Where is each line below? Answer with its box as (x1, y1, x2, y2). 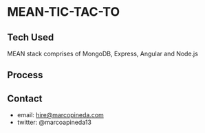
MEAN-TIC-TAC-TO (7, 4, 120, 20)
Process (7, 69, 43, 81)
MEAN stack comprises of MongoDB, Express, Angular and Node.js (7, 49, 198, 58)
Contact (7, 93, 43, 104)
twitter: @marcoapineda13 (17, 118, 91, 127)
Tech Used (7, 32, 54, 43)
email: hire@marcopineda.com (17, 111, 105, 119)
